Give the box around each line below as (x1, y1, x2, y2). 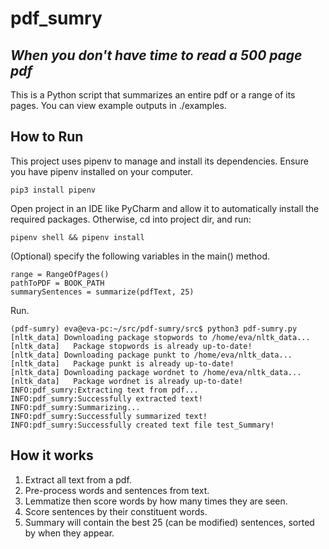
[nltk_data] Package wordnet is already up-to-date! (10, 376, 244, 386)
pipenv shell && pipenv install (10, 232, 145, 242)
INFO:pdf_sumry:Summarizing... (10, 402, 141, 412)
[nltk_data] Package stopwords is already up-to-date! (10, 341, 253, 351)
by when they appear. (24, 527, 115, 539)
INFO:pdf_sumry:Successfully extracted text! (10, 393, 203, 404)
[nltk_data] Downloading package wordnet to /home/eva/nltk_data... (10, 367, 302, 377)
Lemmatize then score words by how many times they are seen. (24, 495, 288, 507)
